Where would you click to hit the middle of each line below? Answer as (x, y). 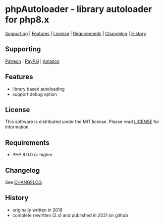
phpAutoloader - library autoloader (79, 9)
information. (18, 127)
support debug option (34, 94)
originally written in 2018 (37, 210)
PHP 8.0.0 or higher (32, 155)
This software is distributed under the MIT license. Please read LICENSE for (82, 122)
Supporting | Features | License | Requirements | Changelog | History (76, 33)
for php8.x (27, 20)
